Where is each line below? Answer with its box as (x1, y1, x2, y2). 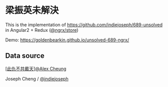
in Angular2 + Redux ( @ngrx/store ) (5, 27, 79, 33)
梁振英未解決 (5, 5, 59, 16)
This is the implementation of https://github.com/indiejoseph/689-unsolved (5, 21, 163, 28)
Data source (5, 52, 45, 60)
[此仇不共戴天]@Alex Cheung (5, 65, 67, 71)
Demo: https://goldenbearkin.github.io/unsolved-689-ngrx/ (5, 36, 129, 43)
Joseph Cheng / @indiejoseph (5, 75, 69, 81)
